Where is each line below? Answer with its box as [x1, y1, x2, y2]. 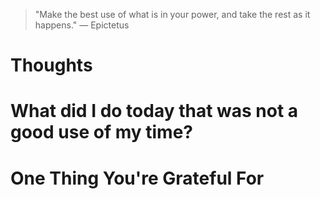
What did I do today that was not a [10, 100, 299, 123]
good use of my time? [10, 121, 193, 144]
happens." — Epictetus [34, 19, 130, 31]
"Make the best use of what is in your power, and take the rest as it [34, 9, 311, 20]
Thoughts [10, 54, 93, 77]
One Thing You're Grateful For [10, 167, 265, 189]
